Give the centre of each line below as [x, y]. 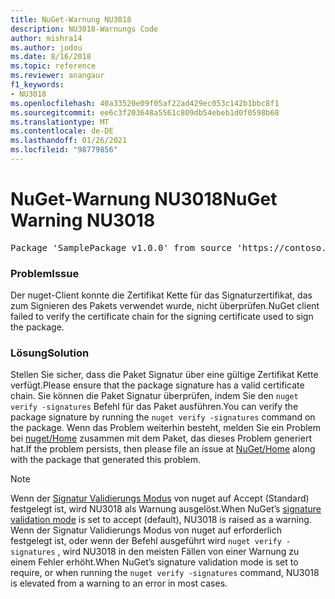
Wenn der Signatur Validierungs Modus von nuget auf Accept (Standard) [160, 498]
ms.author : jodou [46, 47]
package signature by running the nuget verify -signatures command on [163, 417]
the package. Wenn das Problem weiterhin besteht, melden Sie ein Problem [166, 428]
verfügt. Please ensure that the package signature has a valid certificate [157, 385]
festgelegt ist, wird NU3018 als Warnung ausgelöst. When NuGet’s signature [166, 509]
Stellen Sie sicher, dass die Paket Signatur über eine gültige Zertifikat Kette [164, 375]
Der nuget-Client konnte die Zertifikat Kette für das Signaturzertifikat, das [161, 295]
